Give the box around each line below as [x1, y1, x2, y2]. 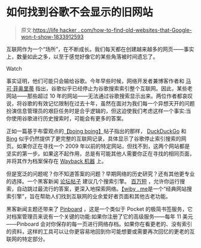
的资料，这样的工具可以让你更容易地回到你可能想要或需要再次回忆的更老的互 [6, 228, 195, 235]
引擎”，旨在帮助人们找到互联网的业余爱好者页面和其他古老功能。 [11, 192, 172, 199]
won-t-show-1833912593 [20, 33, 84, 40]
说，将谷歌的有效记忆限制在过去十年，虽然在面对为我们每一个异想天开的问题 [6, 99, 195, 107]
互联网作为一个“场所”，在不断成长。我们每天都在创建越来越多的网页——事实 [6, 46, 194, 53]
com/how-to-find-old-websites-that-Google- [80, 26, 193, 34]
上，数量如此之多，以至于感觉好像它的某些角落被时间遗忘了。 [6, 53, 159, 60]
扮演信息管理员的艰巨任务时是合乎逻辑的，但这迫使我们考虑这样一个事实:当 [6, 107, 191, 114]
